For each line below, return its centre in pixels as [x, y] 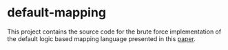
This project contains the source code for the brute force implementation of [114, 32]
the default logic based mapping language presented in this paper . [102, 38]
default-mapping [57, 13]
